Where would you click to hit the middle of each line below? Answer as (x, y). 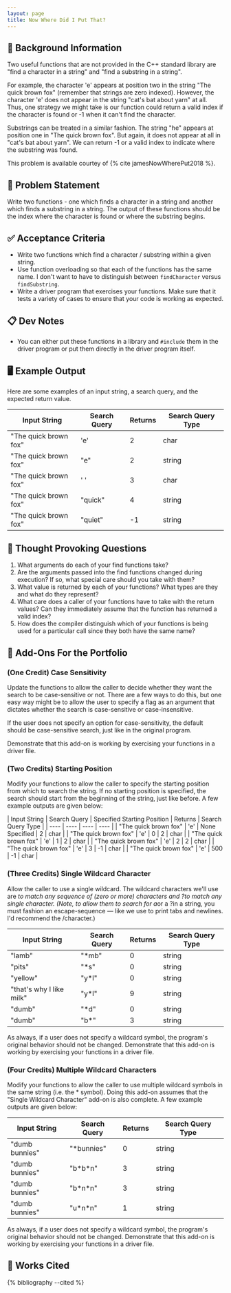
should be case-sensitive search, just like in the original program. (100, 730)
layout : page (26, 13)
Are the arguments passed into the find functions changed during (110, 572)
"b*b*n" (84, 1168)
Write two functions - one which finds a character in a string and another (110, 202)
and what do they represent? (58, 594)
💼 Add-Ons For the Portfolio (67, 653)
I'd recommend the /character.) (51, 918)
